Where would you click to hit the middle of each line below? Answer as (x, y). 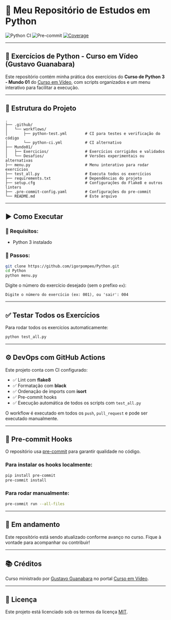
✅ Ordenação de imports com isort (49, 391)
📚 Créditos (24, 564)
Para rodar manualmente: (37, 493)
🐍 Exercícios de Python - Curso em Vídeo (72, 56)
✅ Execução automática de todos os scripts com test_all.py (77, 403)
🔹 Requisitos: (22, 231)
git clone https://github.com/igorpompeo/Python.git (62, 266)
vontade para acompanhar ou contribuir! (48, 542)
